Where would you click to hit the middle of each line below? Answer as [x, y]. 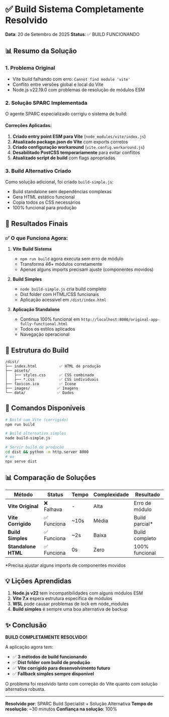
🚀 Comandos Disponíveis [45, 408]
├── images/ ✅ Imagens [42, 388]
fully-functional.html [44, 324]
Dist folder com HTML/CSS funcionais [59, 294]
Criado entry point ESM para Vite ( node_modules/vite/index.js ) [79, 137]
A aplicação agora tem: [29, 647]
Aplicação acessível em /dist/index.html [63, 300]
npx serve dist [21, 461]
